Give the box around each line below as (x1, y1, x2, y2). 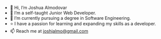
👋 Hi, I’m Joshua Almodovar (9, 5, 67, 10)
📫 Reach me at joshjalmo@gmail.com (9, 28, 88, 34)
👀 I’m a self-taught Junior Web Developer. (9, 10, 96, 16)
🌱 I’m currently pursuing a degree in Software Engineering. (9, 15, 131, 21)
